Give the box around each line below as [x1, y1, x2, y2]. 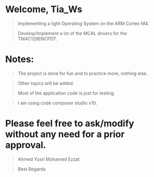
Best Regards [17, 166, 46, 172]
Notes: [5, 53, 34, 65]
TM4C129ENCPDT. [17, 36, 58, 42]
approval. [5, 139, 47, 151]
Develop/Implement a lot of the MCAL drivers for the [17, 30, 128, 36]
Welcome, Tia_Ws [5, 4, 83, 15]
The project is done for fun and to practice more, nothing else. [17, 70, 148, 76]
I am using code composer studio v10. [17, 100, 97, 106]
